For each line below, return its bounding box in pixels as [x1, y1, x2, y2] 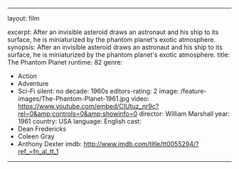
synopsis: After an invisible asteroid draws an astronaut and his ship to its [7, 43, 223, 51]
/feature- [180, 87, 207, 95]
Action [17, 72, 38, 80]
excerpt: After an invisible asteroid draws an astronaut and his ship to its [7, 28, 219, 36]
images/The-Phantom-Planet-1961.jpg [17, 94, 130, 103]
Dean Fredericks [17, 125, 66, 133]
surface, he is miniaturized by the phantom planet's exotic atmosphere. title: [7, 50, 230, 59]
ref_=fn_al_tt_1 [17, 147, 59, 156]
